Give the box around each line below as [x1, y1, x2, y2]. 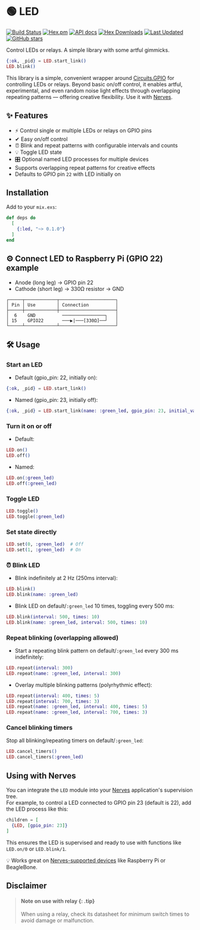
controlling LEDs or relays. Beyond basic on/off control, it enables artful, [6, 80, 183, 88]
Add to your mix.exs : [6, 203, 57, 210]
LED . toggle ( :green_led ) [6, 513, 65, 519]
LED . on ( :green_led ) [6, 475, 55, 480]
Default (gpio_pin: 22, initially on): [14, 374, 98, 382]
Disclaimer [6, 881, 47, 891]
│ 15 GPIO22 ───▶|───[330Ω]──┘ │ [6, 317, 118, 324]
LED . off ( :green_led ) [6, 480, 58, 486]
